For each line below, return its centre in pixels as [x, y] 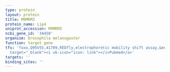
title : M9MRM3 [20, 19]
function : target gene [29, 43]
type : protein [20, 10]
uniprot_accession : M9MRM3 [34, 29]
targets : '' [18, 57]
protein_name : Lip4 [26, 24]
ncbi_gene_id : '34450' [29, 33]
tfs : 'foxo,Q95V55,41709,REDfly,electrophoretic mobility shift [74, 48]
